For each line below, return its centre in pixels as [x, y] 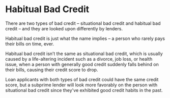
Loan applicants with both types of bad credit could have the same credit [82, 79]
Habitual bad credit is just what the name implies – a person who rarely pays [85, 38]
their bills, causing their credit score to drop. [52, 70]
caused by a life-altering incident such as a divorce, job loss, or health [79, 59]
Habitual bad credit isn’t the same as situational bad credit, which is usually [84, 54]
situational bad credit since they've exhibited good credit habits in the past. [84, 90]
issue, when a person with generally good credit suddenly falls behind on [82, 64]
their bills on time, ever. [30, 43]
